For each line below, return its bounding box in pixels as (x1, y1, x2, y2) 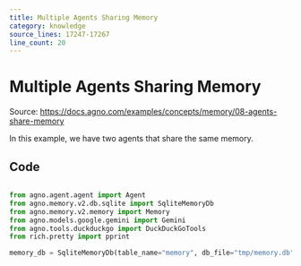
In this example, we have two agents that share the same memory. (9, 133, 254, 144)
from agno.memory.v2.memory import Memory (9, 207, 170, 216)
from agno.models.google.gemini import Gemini (9, 216, 186, 225)
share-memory (9, 116, 64, 126)
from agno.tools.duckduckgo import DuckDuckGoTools (9, 224, 206, 233)
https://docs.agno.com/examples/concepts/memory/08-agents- (39, 107, 278, 117)
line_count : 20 (9, 38, 66, 47)
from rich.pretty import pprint (9, 232, 130, 242)
